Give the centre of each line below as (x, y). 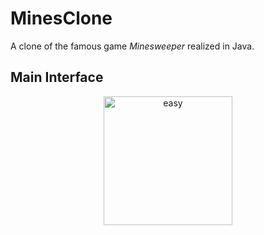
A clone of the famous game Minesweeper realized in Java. (132, 46)
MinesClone (61, 18)
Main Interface (57, 77)
